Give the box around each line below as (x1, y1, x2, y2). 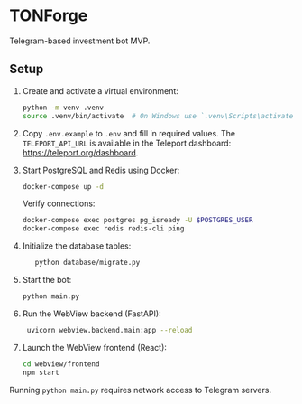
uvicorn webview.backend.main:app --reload (26, 325, 193, 334)
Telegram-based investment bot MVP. (9, 35, 151, 46)
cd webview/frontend (22, 359, 100, 369)
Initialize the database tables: (22, 240, 132, 251)
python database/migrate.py (34, 258, 141, 268)
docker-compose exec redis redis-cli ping (22, 224, 185, 233)
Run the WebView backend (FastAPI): (22, 308, 161, 319)
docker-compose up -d (22, 182, 104, 191)
